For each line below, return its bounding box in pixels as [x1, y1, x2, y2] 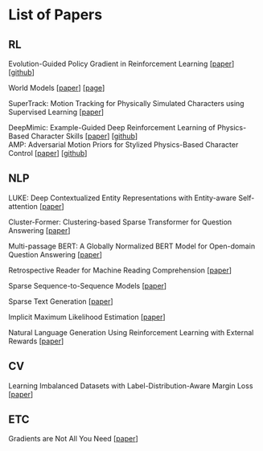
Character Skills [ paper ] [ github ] [31, 131, 138, 141]
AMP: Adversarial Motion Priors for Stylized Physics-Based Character [8, 140, 239, 150]
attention [8, 201, 38, 211]
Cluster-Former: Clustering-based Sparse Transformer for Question [8, 217, 232, 227]
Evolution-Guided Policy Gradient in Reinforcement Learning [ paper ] [8, 59, 235, 68]
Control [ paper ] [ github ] [8, 149, 88, 158]
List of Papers [8, 6, 103, 24]
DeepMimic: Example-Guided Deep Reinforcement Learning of [8, 123, 216, 132]
